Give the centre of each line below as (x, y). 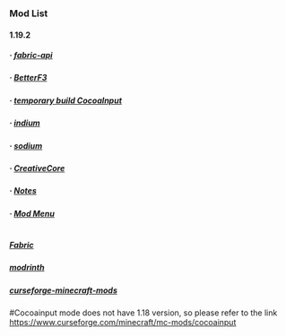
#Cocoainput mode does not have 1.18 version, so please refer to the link (143, 313)
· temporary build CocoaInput (66, 100)
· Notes (23, 191)
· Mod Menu (32, 213)
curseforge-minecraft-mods (64, 290)
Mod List (29, 13)
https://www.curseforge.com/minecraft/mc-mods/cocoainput (123, 323)
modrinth (27, 268)
